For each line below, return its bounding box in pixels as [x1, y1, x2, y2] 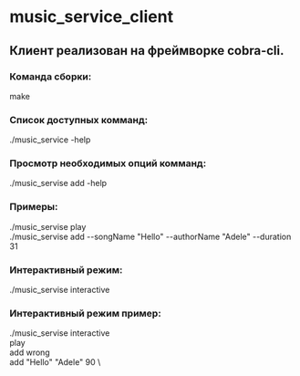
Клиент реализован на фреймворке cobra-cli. [9, 43, 284, 58]
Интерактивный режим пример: [9, 307, 161, 319]
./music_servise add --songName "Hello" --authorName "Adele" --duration [9, 231, 292, 242]
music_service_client [9, 6, 174, 27]
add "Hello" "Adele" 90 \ [9, 357, 101, 368]
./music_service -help [9, 134, 91, 145]
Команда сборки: [9, 70, 92, 83]
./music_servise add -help [9, 178, 108, 189]
